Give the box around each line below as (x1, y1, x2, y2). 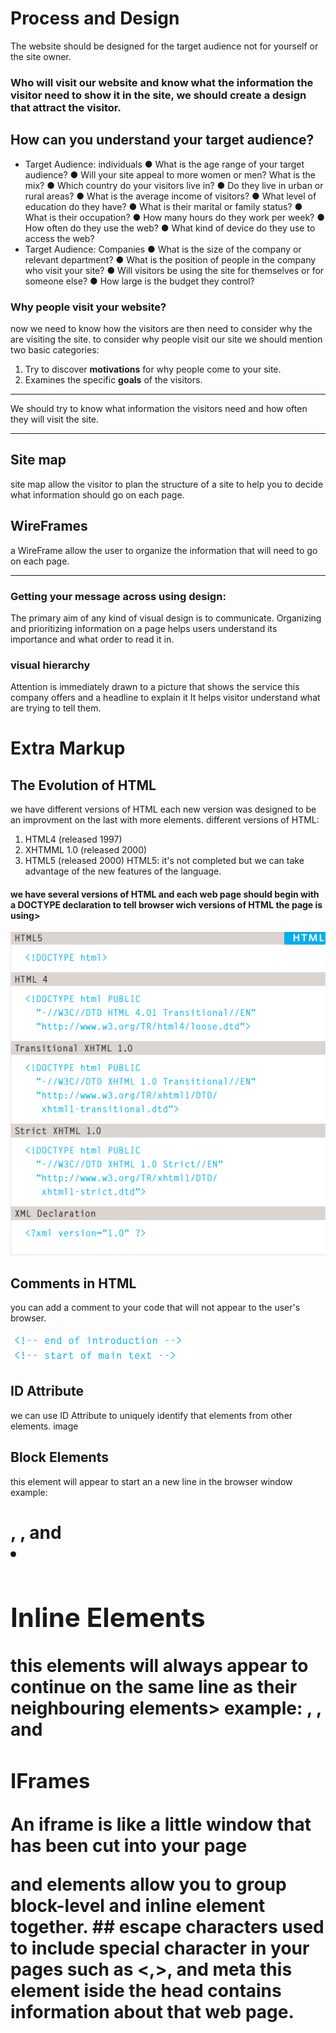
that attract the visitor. (10, 100, 122, 114)
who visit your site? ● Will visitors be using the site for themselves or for (24, 264, 325, 276)
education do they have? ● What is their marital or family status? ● (24, 200, 303, 212)
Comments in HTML (10, 1275, 137, 1292)
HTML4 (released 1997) (24, 833, 123, 846)
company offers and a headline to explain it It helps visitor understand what (10, 692, 321, 704)
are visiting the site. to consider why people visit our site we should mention (10, 333, 323, 345)
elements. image (10, 1420, 79, 1432)
